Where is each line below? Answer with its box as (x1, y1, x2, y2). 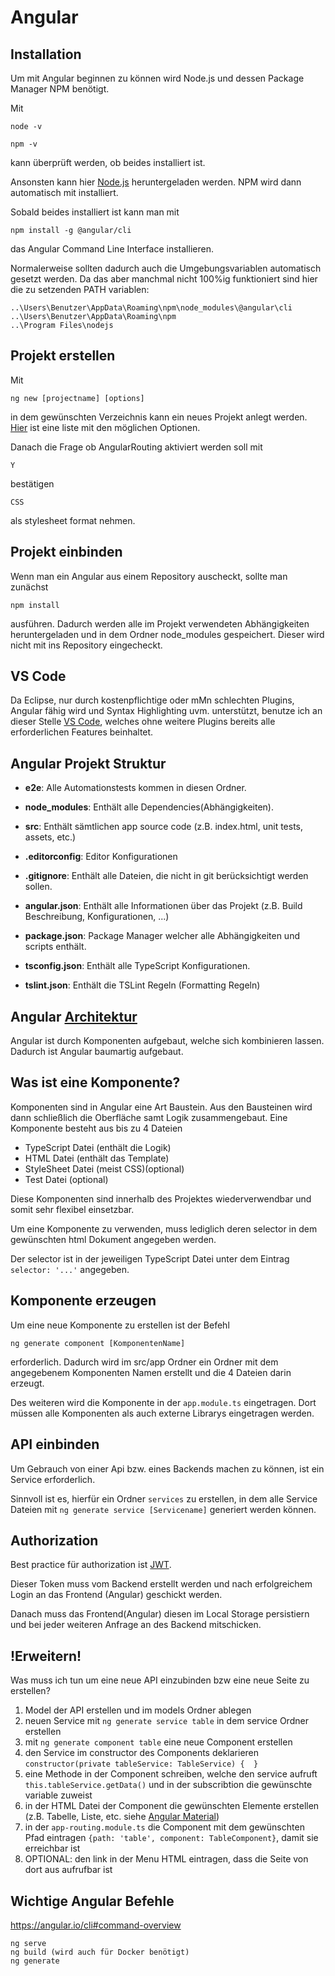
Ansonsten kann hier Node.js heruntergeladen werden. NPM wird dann (10, 176, 302, 188)
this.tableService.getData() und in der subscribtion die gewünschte (24, 1779, 313, 1791)
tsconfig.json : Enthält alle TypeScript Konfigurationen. (24, 960, 251, 972)
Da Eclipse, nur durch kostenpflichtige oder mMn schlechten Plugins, (10, 694, 295, 706)
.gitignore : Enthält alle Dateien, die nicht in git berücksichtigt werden (24, 870, 309, 882)
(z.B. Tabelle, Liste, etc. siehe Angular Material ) (24, 1811, 220, 1823)
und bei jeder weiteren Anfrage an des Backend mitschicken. (10, 1619, 262, 1631)
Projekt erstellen (10, 347, 116, 365)
